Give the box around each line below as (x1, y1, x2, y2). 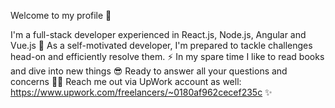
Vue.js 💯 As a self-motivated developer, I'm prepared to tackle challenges (10, 40, 313, 51)
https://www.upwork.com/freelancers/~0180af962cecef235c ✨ (10, 86, 273, 98)
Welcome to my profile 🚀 (10, 10, 112, 21)
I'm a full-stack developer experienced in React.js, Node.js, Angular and (10, 29, 307, 40)
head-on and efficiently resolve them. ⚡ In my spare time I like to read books (10, 51, 325, 62)
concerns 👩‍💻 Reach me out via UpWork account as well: (10, 76, 242, 87)
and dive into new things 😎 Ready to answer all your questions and (10, 65, 288, 77)
